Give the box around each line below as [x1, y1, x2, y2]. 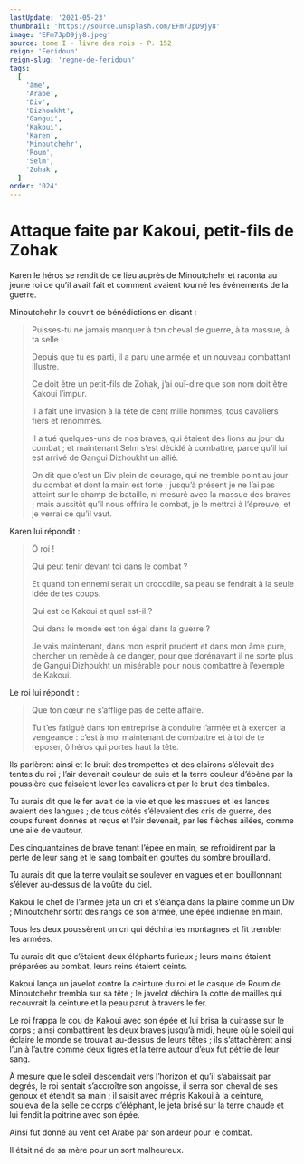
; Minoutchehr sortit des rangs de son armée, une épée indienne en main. [9, 907, 283, 918]
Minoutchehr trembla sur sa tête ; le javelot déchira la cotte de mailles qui [9, 988, 283, 999]
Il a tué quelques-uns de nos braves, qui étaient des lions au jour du [31, 433, 285, 444]
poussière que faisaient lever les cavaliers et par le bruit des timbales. [9, 778, 270, 789]
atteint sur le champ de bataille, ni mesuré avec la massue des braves [31, 489, 291, 500]
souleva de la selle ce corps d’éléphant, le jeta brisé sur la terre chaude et [9, 1100, 285, 1111]
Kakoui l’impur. [31, 389, 88, 399]
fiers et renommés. [31, 416, 102, 427]
